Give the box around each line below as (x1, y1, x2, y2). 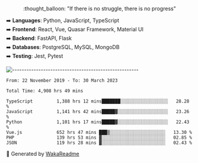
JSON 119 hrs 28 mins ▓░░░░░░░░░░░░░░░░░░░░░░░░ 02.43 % (6, 140, 193, 146)
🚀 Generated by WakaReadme (6, 151, 79, 157)
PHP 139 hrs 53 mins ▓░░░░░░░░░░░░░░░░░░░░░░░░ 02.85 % (6, 135, 193, 140)
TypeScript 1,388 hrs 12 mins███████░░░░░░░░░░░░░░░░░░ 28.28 (6, 98, 190, 104)
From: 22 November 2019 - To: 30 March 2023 (6, 78, 118, 84)
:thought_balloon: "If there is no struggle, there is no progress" (23, 5, 176, 12)
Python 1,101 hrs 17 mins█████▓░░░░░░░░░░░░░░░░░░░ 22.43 (6, 119, 190, 125)
